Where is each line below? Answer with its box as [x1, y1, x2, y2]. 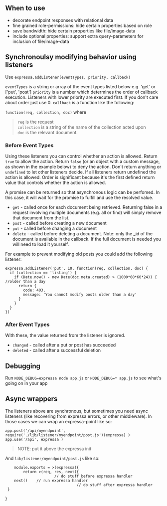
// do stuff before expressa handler [54, 474, 133, 479]
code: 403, [23, 288, 46, 293]
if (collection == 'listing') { [9, 270, 77, 275]
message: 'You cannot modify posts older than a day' [23, 292, 137, 297]
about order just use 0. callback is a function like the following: [5, 99, 135, 105]
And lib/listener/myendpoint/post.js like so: [5, 455, 100, 461]
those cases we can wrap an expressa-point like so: [5, 418, 112, 424]
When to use [5, 4, 46, 12]
